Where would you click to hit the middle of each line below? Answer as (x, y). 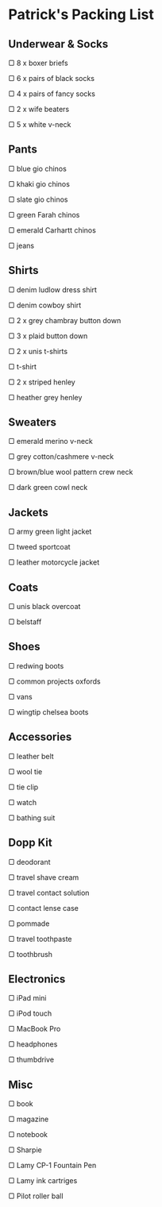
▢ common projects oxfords (54, 681)
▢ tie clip (23, 787)
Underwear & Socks (58, 44)
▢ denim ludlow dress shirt (53, 289)
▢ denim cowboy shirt (45, 305)
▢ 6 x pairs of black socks (52, 78)
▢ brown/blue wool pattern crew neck (71, 472)
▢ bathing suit (32, 818)
